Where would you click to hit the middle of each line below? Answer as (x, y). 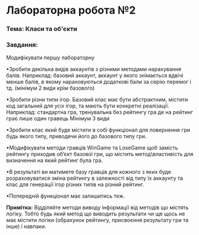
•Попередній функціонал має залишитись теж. (66, 196)
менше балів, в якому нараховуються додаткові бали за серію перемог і (99, 82)
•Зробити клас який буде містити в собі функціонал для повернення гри (98, 130)
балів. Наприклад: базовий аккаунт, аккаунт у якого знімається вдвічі (95, 75)
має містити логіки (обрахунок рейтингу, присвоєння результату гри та (97, 220)
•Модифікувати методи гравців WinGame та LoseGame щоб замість (92, 148)
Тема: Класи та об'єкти (42, 29)
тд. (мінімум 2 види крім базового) (50, 88)
